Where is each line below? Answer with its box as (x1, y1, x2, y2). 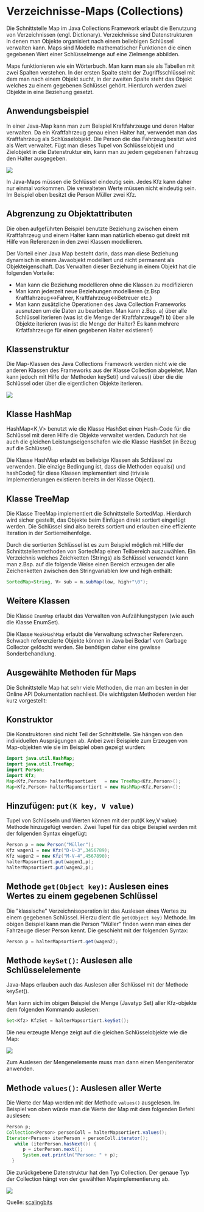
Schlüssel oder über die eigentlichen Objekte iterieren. (6, 380, 143, 387)
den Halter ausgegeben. (6, 155, 67, 162)
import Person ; (6, 767, 45, 773)
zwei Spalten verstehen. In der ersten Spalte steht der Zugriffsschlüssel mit (6, 68, 195, 76)
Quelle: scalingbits (6, 1199, 53, 1206)
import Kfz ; (6, 772, 37, 778)
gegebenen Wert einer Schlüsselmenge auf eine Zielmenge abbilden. (6, 50, 180, 57)
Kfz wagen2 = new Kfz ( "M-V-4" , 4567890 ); (6, 853, 111, 860)
